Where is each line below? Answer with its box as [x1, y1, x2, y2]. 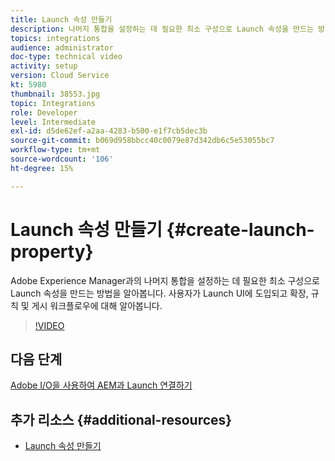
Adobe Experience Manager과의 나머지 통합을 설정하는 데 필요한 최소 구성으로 [10, 274, 320, 286]
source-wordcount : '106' [10, 154, 114, 164]
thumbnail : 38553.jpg [10, 89, 101, 99]
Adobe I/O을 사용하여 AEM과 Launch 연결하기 [10, 379, 193, 391]
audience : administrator [10, 42, 114, 53]
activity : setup [10, 61, 78, 71]
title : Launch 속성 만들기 [10, 14, 113, 25]
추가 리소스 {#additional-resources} [10, 411, 233, 428]
